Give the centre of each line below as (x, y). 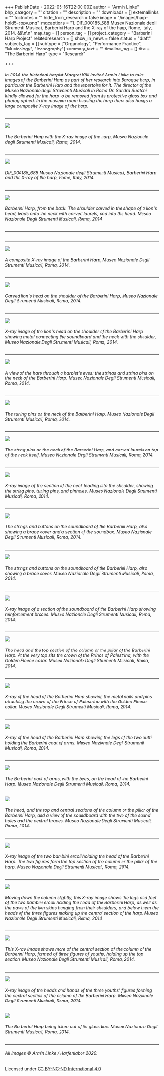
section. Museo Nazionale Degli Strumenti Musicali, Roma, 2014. (70, 959)
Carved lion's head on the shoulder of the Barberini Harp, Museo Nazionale (81, 296)
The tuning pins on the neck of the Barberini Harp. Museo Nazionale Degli (80, 414)
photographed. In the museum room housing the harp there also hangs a (79, 100)
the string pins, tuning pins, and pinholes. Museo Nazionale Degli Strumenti (81, 491)
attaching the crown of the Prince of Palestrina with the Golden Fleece (76, 702)
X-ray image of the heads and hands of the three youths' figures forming (79, 990)
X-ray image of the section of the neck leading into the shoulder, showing (79, 486)
